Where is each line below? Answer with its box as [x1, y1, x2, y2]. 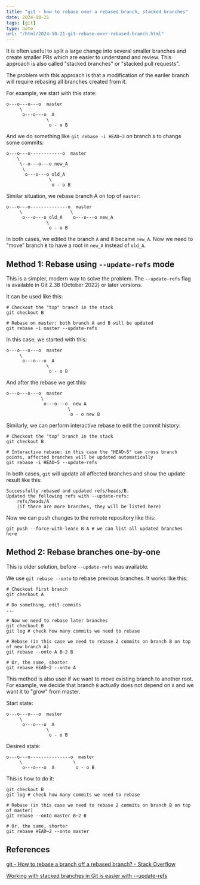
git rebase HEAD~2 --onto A [6, 664, 76, 670]
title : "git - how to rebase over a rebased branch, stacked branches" [6, 8, 188, 15]
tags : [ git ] [6, 20, 36, 26]
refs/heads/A [17, 498, 50, 504]
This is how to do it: [6, 775, 55, 782]
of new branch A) [6, 643, 50, 649]
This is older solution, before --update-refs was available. [6, 563, 149, 570]
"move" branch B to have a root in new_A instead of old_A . [6, 242, 146, 249]
